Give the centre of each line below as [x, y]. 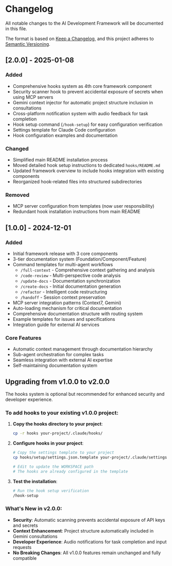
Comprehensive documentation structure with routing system [78, 314]
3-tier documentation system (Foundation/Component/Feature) [80, 259]
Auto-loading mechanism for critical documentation [67, 308]
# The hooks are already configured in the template [70, 471]
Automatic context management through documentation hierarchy [83, 349]
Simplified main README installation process [60, 159]
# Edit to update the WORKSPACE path [53, 467]
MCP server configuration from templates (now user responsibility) [83, 206]
